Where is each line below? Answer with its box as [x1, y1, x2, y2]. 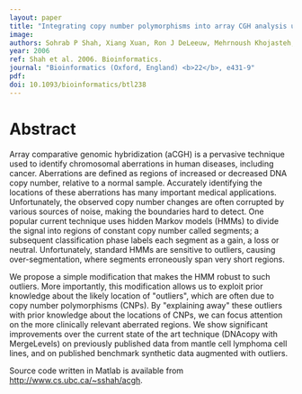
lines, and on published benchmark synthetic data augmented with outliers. [9, 347, 289, 358]
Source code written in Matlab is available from [9, 365, 184, 376]
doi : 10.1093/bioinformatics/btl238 [9, 80, 147, 89]
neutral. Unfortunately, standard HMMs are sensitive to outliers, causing [9, 244, 276, 255]
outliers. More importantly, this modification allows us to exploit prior [9, 281, 263, 291]
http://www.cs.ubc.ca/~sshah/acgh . [9, 374, 144, 385]
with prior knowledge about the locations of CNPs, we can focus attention [9, 309, 283, 320]
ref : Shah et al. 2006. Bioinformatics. [9, 55, 164, 64]
